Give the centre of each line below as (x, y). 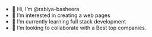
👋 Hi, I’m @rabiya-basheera (45, 9)
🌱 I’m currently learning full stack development (69, 21)
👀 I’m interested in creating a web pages (61, 15)
